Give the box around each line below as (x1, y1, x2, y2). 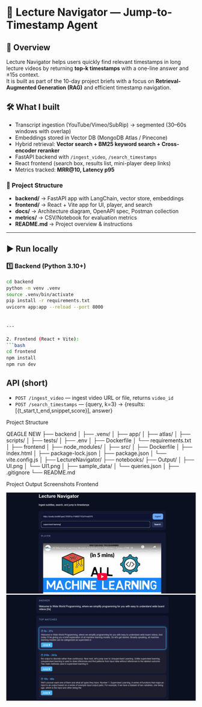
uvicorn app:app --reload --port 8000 (6, 304, 103, 310)
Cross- (161, 140, 179, 147)
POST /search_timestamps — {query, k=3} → (14, 401, 123, 408)
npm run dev (6, 361, 36, 367)
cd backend (6, 279, 34, 285)
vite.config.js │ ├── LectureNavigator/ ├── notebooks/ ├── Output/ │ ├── (6, 455, 195, 463)
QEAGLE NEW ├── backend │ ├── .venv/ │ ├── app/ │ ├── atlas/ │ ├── (6, 430, 191, 437)
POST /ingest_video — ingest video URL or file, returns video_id (14, 394, 174, 401)
